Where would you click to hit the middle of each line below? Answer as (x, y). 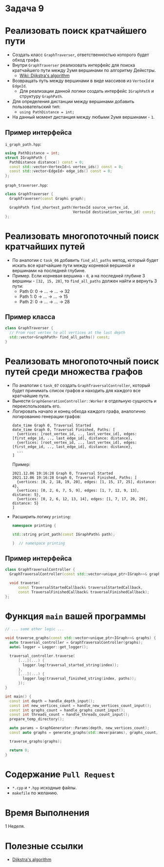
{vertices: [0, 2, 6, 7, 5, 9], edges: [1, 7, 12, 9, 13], (78, 490)
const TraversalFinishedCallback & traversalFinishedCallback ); (84, 592)
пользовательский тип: (36, 107)
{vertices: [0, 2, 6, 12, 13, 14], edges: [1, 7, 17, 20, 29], (82, 499)
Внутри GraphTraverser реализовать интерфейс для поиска (73, 65)
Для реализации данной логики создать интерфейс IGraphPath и (87, 91)
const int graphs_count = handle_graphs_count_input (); (67, 710)
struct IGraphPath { (26, 158)
